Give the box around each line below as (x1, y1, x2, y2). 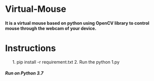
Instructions (5, 42, 56, 54)
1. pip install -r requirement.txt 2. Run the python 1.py (12, 59, 120, 65)
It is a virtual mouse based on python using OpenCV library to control (5, 20, 150, 26)
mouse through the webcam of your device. (5, 25, 97, 31)
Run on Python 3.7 (5, 70, 44, 76)
